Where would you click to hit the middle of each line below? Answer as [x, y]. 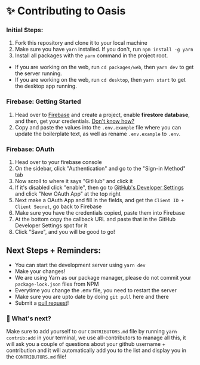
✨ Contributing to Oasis [66, 11]
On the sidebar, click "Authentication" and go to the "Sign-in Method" [100, 169]
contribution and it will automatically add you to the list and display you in [96, 351]
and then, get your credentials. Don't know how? [75, 121]
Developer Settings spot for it [51, 225]
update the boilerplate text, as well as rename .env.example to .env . [98, 134]
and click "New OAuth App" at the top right [68, 194]
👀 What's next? [29, 318]
